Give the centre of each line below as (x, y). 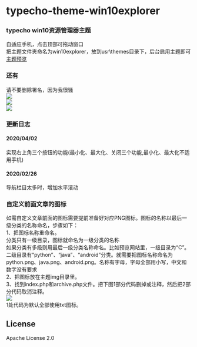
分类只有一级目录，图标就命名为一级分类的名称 (63, 240)
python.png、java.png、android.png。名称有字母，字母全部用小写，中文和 (96, 262)
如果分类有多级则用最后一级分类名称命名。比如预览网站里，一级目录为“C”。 (98, 247)
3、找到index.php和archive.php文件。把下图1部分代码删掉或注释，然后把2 (96, 285)
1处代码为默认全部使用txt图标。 (44, 305)
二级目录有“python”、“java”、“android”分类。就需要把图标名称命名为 (90, 255)
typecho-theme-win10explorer (83, 11)
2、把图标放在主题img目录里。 (43, 277)
